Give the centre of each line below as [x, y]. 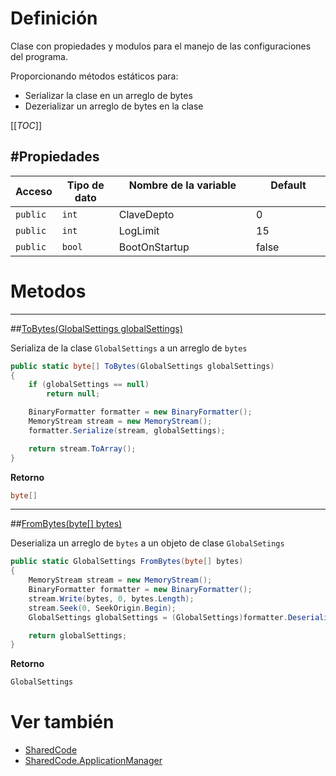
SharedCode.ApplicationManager [93, 761]
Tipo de [85, 185]
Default [288, 185]
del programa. [39, 56]
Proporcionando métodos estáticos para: [94, 76]
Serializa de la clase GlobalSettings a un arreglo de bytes [129, 348]
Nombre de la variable [182, 185]
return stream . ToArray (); [82, 448]
